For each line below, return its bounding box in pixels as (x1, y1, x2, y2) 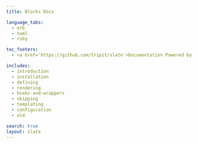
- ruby (11, 36, 28, 42)
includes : (6, 63, 31, 69)
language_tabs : (6, 19, 44, 25)
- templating (11, 101, 44, 107)
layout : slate (6, 129, 41, 135)
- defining (11, 79, 39, 85)
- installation (11, 73, 49, 80)
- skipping (11, 96, 39, 102)
